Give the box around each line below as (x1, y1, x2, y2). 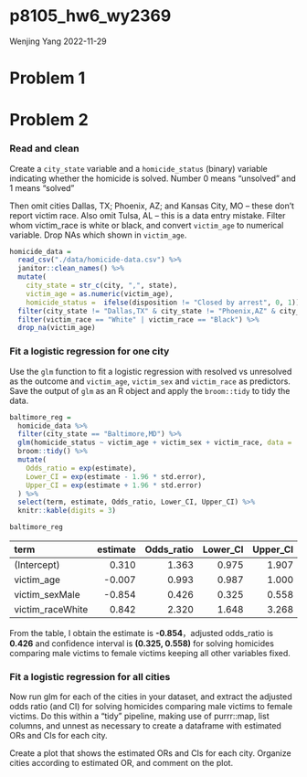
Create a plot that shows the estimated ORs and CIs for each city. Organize (9, 748, 291, 759)
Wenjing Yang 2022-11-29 (9, 36, 107, 47)
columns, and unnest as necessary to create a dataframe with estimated (9, 720, 281, 731)
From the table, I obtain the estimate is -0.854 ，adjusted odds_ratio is (9, 628, 274, 639)
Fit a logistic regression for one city (9, 345, 170, 357)
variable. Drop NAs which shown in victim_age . (9, 229, 187, 240)
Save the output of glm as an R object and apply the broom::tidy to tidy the (9, 385, 291, 396)
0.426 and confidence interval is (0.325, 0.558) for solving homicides (9, 638, 274, 649)
